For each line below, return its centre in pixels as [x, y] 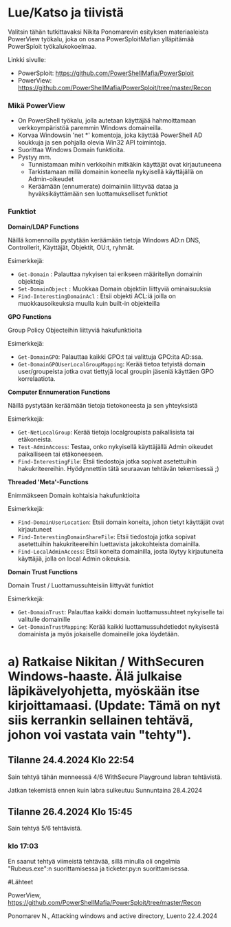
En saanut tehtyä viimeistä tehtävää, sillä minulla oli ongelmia [94, 861]
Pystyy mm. [35, 157]
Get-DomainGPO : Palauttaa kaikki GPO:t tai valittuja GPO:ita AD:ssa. [110, 357]
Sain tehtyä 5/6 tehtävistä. [45, 829]
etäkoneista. [35, 439]
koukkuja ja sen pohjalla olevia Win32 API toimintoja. [92, 143]
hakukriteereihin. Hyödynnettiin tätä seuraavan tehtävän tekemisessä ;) [118, 468]
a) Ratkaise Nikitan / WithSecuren [106, 662]
